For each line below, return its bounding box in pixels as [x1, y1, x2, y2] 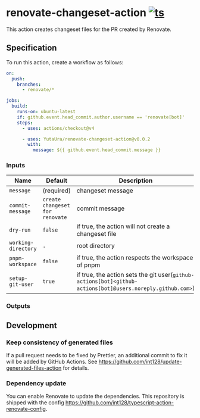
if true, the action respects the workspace [76, 254, 193, 262]
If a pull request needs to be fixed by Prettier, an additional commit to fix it [6, 352, 187, 359]
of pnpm [76, 261, 101, 269]
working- [9, 239, 34, 247]
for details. [62, 364, 89, 372]
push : [11, 76, 26, 82]
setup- [9, 275, 28, 282]
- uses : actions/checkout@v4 [21, 125, 95, 131]
